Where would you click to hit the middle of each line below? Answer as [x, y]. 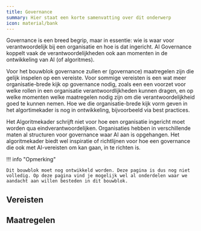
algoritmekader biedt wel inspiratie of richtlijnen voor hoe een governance [98, 141]
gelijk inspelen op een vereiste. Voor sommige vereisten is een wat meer [96, 78]
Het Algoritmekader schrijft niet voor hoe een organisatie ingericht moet [96, 122]
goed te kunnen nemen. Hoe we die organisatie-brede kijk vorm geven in [97, 104]
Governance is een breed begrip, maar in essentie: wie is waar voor [90, 41]
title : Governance [29, 12]
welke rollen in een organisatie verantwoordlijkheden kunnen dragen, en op [100, 91]
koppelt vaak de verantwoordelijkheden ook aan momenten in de [87, 53]
